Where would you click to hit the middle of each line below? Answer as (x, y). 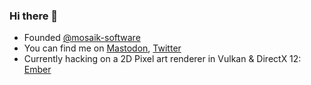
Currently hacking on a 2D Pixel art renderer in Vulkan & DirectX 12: (162, 59)
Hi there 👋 (34, 16)
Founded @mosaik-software (82, 38)
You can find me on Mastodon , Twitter (102, 48)
